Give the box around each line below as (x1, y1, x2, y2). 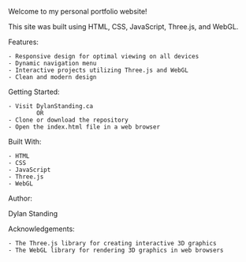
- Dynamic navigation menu (8, 59, 97, 67)
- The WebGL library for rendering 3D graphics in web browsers (8, 246, 224, 254)
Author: (8, 193, 33, 203)
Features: (8, 37, 39, 47)
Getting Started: (8, 87, 61, 96)
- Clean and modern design (8, 73, 97, 81)
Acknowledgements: (8, 224, 75, 234)
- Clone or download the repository (8, 116, 129, 124)
